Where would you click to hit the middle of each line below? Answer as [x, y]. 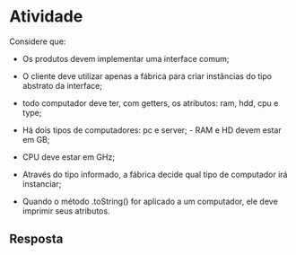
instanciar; [42, 184]
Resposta [36, 239]
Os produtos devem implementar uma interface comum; [126, 58]
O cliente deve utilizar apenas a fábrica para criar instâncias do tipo [147, 76]
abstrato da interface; [62, 85]
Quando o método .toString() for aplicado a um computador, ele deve [150, 201]
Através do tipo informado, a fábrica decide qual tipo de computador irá [155, 174]
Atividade [46, 17]
